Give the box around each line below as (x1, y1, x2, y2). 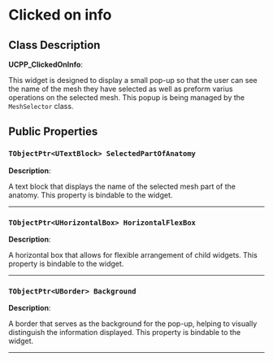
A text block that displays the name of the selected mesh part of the (8, 181, 236, 191)
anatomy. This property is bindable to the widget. (8, 189, 173, 200)
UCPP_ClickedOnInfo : (8, 59, 84, 69)
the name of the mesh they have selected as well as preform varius (8, 84, 233, 94)
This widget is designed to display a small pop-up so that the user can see (8, 76, 258, 85)
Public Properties (8, 124, 98, 139)
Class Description (8, 38, 101, 52)
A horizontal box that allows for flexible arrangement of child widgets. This (8, 250, 258, 259)
